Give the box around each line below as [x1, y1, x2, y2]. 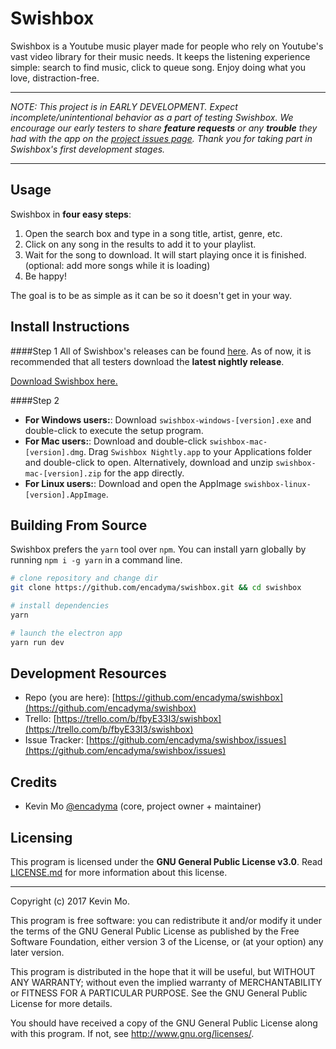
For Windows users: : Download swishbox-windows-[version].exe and [24, 413, 312, 426]
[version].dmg [24, 447, 84, 457]
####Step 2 [10, 394, 60, 406]
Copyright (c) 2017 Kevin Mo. [10, 895, 131, 907]
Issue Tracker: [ [24, 734, 90, 746]
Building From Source [10, 517, 148, 534]
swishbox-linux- [243, 479, 312, 489]
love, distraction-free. [10, 72, 100, 84]
